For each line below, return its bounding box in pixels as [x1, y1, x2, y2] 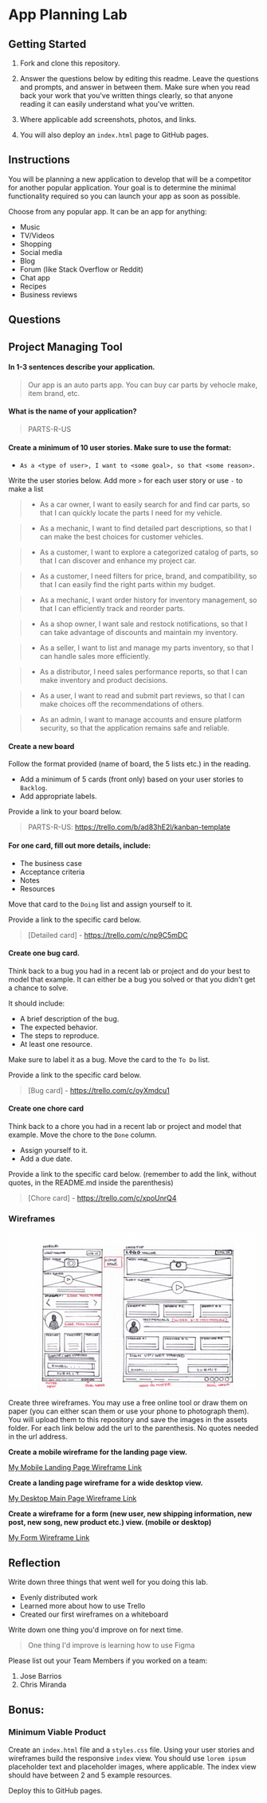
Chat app [19, 272, 50, 282]
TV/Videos [19, 230, 55, 240]
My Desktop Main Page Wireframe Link [8, 1494, 137, 1503]
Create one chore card [8, 1103, 84, 1113]
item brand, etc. [27, 388, 80, 398]
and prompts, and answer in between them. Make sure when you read [19, 82, 250, 92]
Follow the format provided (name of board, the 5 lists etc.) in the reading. [8, 759, 251, 769]
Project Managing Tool [8, 340, 123, 354]
